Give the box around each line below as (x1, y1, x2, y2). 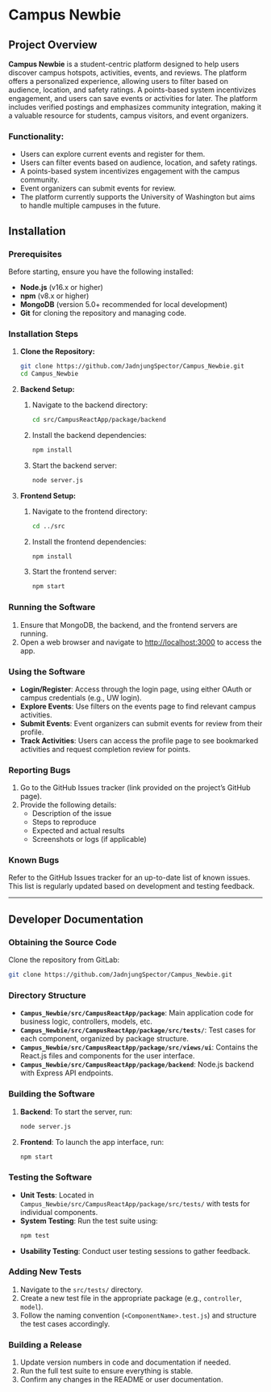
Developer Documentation (8, 912, 144, 926)
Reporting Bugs (8, 764, 71, 776)
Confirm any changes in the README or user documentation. (19, 1375, 223, 1385)
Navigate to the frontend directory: (31, 507, 148, 516)
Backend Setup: (19, 385, 75, 394)
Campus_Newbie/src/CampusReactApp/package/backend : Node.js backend (19, 1060, 254, 1070)
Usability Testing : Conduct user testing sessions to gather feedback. (19, 1246, 251, 1255)
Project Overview (8, 38, 98, 52)
